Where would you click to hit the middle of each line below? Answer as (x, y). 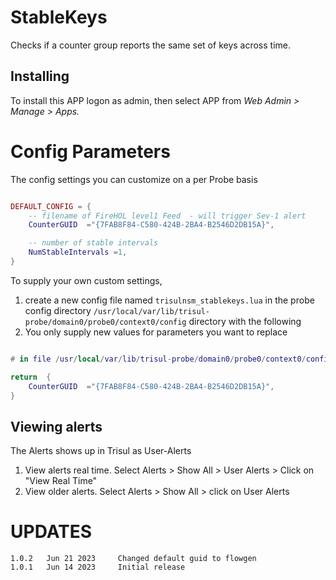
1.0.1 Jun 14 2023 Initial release (98, 567)
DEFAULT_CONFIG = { (51, 206)
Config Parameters (90, 151)
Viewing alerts (56, 426)
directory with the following (245, 321)
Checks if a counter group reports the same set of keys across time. (151, 45)
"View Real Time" (61, 481)
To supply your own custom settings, (86, 280)
